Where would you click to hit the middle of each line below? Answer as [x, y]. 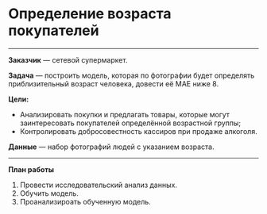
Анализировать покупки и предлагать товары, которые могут [125, 114]
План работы [31, 169]
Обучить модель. [49, 193]
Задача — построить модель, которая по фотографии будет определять [132, 75]
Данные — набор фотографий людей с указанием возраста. [111, 147]
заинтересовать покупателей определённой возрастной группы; [130, 123]
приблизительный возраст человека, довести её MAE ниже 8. [114, 83]
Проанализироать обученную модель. [85, 201]
